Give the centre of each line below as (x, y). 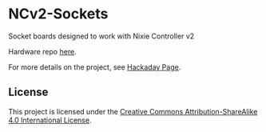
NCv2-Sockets (58, 14)
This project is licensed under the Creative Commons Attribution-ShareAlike (133, 111)
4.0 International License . (50, 120)
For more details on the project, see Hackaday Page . (95, 67)
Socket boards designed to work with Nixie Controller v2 (101, 36)
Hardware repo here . (43, 51)
